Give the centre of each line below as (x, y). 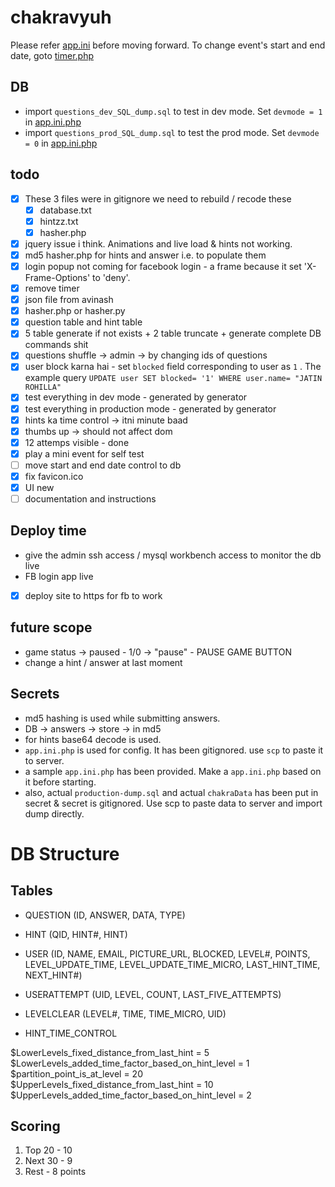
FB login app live (59, 576)
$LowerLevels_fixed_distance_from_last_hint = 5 (110, 1052)
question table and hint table (83, 322)
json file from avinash (69, 300)
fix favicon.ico (54, 476)
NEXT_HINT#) (53, 975)
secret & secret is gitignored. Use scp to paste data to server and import (173, 803)
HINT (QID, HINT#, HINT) (76, 934)
